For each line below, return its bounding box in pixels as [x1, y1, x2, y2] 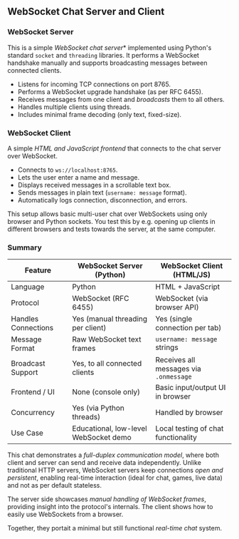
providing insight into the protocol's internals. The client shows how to [7, 503, 213, 511]
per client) [72, 323, 107, 333]
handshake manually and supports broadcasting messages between [7, 58, 208, 67]
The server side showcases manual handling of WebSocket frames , [7, 495, 206, 503]
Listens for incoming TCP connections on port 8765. [17, 80, 171, 88]
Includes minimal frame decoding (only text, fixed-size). [17, 110, 182, 118]
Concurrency [11, 408, 55, 418]
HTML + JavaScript [155, 282, 221, 292]
